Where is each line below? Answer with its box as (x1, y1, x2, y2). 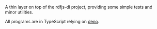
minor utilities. (5, 9, 33, 15)
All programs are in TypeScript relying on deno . (5, 19, 99, 24)
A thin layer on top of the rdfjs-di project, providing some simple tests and (5, 4, 153, 10)
